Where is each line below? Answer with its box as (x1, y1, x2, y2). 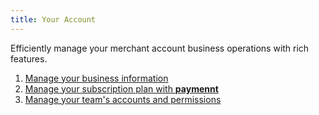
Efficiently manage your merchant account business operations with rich (10, 42, 310, 54)
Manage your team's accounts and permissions (24, 93, 222, 105)
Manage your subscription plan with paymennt (24, 82, 219, 95)
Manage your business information (24, 72, 169, 84)
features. (10, 52, 48, 65)
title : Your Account (10, 14, 97, 25)
